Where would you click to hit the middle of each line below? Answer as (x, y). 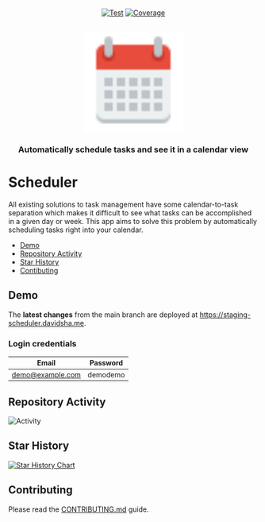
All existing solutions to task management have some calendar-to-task (123, 204)
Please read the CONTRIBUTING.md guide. (79, 509)
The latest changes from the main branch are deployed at (103, 315)
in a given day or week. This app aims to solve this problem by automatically (133, 221)
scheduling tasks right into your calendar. (76, 230)
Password (106, 363)
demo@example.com (46, 374)
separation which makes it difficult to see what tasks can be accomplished (130, 213)
